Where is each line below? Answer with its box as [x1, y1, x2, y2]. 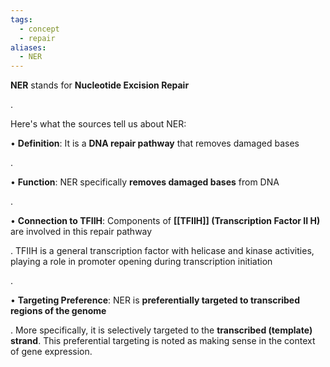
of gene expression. [10, 346, 93, 358]
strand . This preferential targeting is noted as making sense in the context [10, 335, 316, 347]
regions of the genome [10, 305, 107, 317]
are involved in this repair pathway [10, 226, 153, 238]
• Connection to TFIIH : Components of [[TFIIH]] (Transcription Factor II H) [10, 215, 321, 227]
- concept [19, 24, 60, 34]
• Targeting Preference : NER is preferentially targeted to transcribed [10, 294, 301, 306]
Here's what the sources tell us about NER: [10, 118, 187, 130]
